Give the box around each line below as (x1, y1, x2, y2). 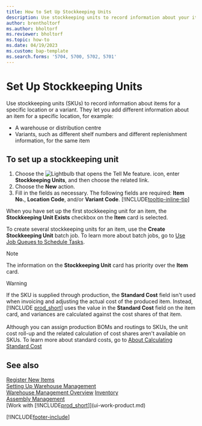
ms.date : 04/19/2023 (6, 43, 58, 49)
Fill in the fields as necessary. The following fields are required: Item (14, 189, 185, 196)
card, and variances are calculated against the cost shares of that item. (6, 311, 182, 318)
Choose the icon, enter (14, 170, 180, 178)
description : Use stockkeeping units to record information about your (6, 14, 189, 20)
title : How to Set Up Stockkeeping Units (6, 8, 112, 15)
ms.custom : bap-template (6, 48, 69, 54)
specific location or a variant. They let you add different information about (6, 106, 189, 113)
